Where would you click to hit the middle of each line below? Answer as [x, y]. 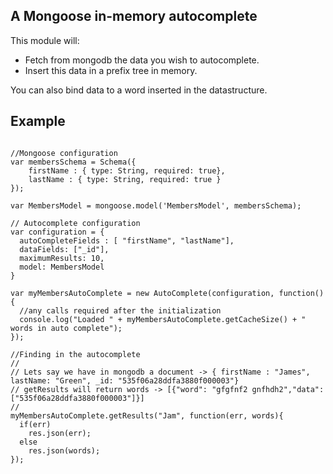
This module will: [45, 40]
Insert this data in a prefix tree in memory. [111, 70]
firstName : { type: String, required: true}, [127, 170]
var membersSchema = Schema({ [73, 162]
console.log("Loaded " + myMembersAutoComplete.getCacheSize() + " [163, 319]
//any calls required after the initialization [120, 310]
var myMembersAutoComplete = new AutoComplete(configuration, [142, 293]
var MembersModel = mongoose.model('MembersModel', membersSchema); [156, 205]
